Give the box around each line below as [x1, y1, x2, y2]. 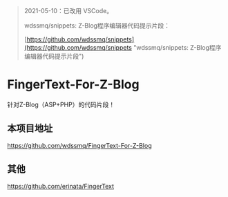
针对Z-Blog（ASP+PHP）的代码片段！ [7, 100, 115, 109]
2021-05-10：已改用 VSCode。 [23, 7, 113, 15]
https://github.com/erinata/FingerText [7, 182, 115, 190]
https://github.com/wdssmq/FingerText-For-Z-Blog [7, 141, 152, 149]
